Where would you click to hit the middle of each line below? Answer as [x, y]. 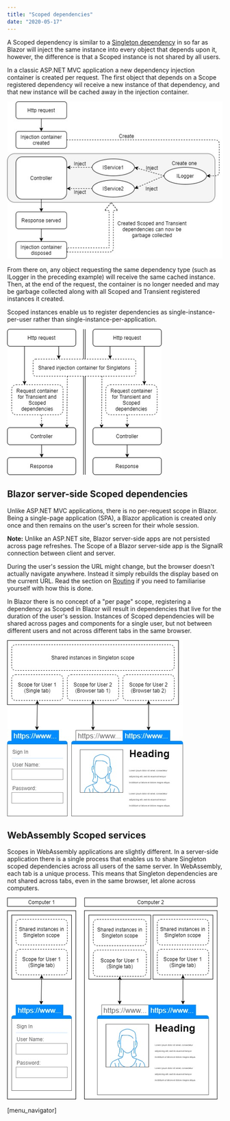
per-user [20, 319]
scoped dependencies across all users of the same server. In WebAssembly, [115, 866]
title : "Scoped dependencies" [50, 14]
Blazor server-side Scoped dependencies [98, 494]
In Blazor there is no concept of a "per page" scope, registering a [99, 601]
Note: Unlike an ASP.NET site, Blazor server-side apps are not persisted [108, 539]
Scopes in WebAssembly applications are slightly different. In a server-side [113, 852]
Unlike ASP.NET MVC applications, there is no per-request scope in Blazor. [113, 510]
